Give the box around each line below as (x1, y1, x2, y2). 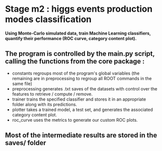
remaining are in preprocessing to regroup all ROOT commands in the (12, 75, 152, 81)
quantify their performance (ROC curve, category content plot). (5, 35, 137, 41)
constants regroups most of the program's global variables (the (12, 70, 140, 76)
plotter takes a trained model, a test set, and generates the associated (12, 107, 153, 112)
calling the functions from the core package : (5, 57, 145, 65)
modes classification (5, 14, 92, 25)
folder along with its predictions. (12, 101, 77, 107)
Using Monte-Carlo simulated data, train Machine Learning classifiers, (5, 30, 151, 36)
